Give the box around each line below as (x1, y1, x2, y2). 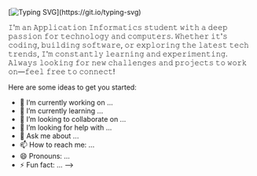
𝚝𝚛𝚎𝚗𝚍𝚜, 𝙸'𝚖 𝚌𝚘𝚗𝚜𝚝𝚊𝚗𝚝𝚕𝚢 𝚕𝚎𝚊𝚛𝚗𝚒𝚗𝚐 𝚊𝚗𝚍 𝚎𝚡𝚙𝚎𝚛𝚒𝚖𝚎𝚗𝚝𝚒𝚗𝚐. (8, 49, 228, 58)
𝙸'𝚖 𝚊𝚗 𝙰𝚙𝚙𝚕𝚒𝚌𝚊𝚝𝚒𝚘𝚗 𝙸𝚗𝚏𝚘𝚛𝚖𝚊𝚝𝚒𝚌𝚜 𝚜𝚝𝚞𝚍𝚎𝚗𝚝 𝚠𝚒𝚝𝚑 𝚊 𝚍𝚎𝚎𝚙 (8, 23, 228, 31)
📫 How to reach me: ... (19, 140, 95, 149)
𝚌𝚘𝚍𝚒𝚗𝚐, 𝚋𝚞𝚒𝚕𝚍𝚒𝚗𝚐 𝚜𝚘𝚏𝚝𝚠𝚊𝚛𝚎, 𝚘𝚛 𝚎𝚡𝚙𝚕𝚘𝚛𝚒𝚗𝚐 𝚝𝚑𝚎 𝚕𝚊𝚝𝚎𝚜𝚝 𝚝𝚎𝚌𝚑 (8, 40, 249, 49)
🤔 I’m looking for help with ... (19, 123, 112, 132)
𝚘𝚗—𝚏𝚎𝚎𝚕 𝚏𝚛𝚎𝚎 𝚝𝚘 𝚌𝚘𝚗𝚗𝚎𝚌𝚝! (8, 67, 116, 76)
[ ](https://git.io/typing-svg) (8, 8, 141, 16)
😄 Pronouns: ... (19, 152, 71, 160)
